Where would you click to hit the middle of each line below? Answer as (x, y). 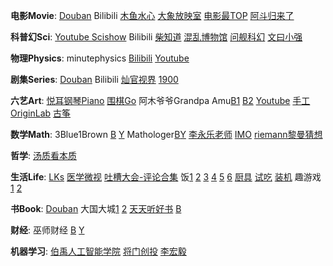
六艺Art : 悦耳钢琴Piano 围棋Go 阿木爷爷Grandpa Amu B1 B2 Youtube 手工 (160, 100)
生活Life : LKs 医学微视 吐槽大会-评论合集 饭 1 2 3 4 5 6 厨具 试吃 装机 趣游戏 (166, 177)
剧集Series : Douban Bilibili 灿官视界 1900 (94, 79)
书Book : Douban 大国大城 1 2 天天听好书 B (96, 208)
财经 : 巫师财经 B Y (47, 230)
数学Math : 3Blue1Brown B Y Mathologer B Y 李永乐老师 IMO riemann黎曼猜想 (166, 134)
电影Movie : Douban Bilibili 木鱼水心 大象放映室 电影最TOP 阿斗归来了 (152, 15)
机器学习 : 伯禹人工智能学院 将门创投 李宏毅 (98, 251)
